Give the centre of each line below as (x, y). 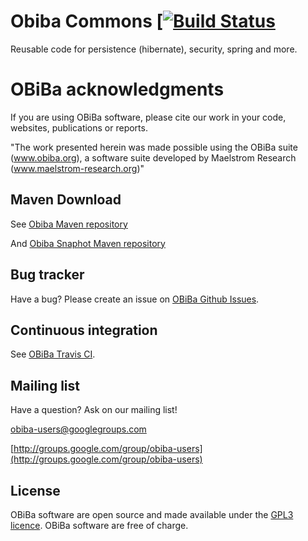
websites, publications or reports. (79, 127)
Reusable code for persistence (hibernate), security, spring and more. (154, 49)
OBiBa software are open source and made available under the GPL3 (152, 514)
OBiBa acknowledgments (117, 89)
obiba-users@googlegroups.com (78, 429)
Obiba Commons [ (87, 21)
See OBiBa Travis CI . (53, 354)
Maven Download (66, 200)
